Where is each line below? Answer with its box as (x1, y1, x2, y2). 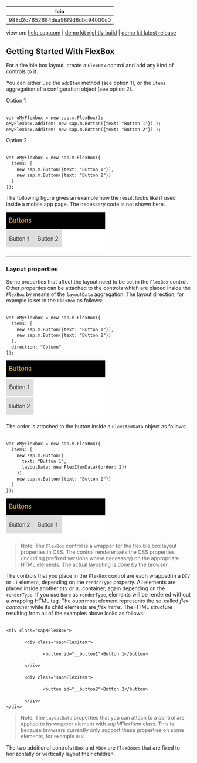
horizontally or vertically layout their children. (6, 751, 116, 758)
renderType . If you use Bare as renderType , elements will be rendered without (6, 591, 191, 598)
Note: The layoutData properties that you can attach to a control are (20, 714, 185, 721)
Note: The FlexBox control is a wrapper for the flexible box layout (20, 543, 177, 550)
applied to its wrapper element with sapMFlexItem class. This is (20, 720, 174, 727)
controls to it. (6, 68, 38, 75)
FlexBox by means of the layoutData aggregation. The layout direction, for (6, 291, 184, 298)
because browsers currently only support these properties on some (20, 727, 184, 734)
